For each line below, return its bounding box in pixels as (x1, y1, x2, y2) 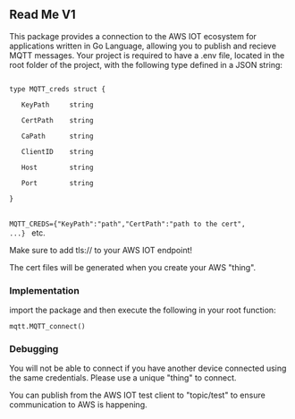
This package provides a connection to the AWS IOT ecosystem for (9, 30, 257, 41)
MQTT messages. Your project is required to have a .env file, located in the (9, 49, 285, 61)
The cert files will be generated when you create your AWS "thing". (9, 261, 257, 272)
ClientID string (21, 147, 94, 156)
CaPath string (21, 132, 94, 141)
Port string (21, 178, 94, 187)
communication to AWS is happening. (9, 399, 147, 410)
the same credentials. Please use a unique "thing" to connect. (9, 372, 237, 383)
